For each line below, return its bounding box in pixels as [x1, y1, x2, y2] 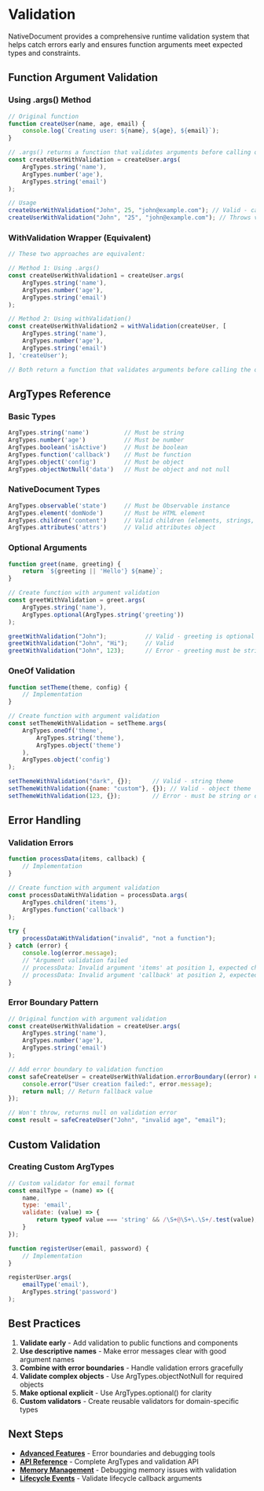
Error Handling [8, 814, 81, 827]
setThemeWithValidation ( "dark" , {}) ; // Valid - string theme [8, 778, 234, 786]
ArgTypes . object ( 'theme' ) [36, 741, 122, 749]
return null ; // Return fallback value [22, 1087, 153, 1095]
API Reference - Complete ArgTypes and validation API [19, 1456, 199, 1466]
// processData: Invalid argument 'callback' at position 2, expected [22, 971, 258, 979]
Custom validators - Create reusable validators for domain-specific [19, 1396, 240, 1405]
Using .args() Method [8, 94, 92, 105]
